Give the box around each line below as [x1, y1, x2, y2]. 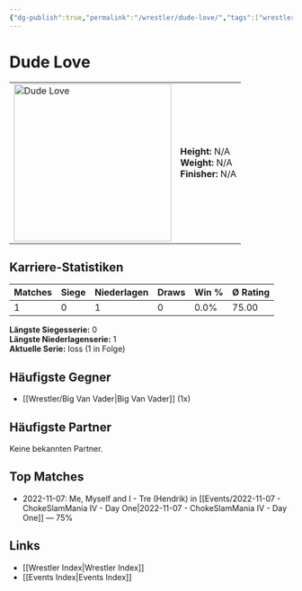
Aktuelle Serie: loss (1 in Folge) [9, 343, 126, 355]
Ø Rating [232, 287, 271, 299]
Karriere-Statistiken [9, 260, 124, 275]
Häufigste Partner [9, 419, 112, 435]
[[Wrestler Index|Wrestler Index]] [22, 562, 145, 573]
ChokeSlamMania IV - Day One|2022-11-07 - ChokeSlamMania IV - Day [22, 502, 288, 513]
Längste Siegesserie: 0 [9, 324, 97, 335]
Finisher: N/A [180, 167, 237, 180]
